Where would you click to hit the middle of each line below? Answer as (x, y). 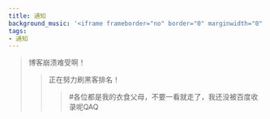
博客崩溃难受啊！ (57, 62)
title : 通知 (27, 16)
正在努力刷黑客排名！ (84, 80)
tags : (17, 31)
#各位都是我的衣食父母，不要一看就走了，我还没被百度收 (163, 97)
